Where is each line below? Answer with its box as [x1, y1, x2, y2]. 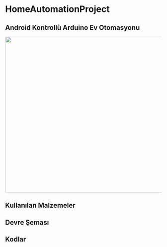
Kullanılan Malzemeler [5, 201, 76, 210]
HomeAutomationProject [5, 3, 110, 15]
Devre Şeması [5, 218, 49, 227]
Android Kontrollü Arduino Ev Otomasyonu [5, 23, 140, 32]
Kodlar [5, 235, 26, 244]
